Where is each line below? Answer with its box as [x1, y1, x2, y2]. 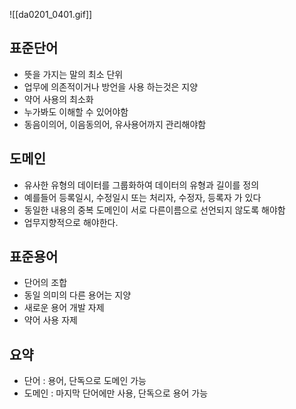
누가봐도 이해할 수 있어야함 [23, 105, 129, 118]
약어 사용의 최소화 [23, 93, 94, 105]
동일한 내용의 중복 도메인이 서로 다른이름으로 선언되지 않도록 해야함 [23, 204, 286, 216]
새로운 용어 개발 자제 [23, 302, 105, 314]
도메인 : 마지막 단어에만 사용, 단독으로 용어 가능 [23, 387, 209, 399]
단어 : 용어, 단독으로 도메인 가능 [23, 375, 147, 387]
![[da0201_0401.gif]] [9, 9, 93, 20]
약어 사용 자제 [23, 314, 78, 326]
